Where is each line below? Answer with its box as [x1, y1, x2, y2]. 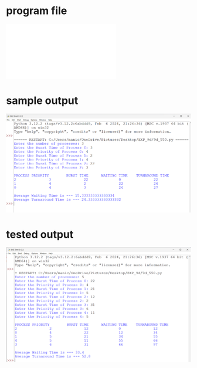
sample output [6, 94, 79, 107]
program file [6, 4, 67, 18]
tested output [6, 228, 74, 241]
